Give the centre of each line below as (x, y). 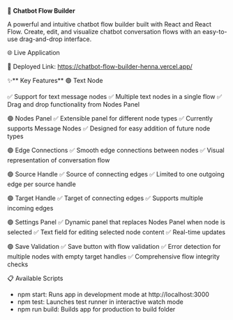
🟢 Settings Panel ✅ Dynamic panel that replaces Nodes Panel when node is (116, 222)
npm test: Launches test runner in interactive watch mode (100, 302)
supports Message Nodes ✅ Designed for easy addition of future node (109, 128)
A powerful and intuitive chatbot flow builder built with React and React (109, 24)
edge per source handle (42, 184)
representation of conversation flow (59, 160)
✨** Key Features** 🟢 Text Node (55, 81)
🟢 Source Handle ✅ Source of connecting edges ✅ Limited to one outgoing (116, 174)
